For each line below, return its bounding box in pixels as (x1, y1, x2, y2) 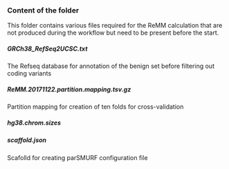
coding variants (7, 69, 52, 78)
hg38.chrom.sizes (7, 118, 61, 127)
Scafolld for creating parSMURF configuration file (7, 153, 148, 161)
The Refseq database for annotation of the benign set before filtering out (7, 62, 214, 71)
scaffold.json (7, 136, 47, 144)
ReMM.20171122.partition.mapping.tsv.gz (7, 85, 131, 94)
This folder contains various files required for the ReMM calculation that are (7, 21, 223, 30)
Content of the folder (7, 6, 80, 15)
